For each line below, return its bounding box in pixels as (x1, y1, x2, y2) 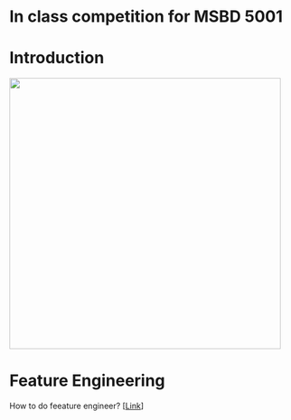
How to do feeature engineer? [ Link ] (9, 400, 145, 412)
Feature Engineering (9, 370, 165, 391)
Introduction (9, 48, 105, 69)
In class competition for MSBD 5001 (9, 6, 283, 27)
